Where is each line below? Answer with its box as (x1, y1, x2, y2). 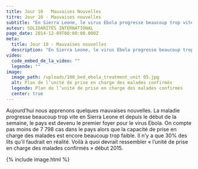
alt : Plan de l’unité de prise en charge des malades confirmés (11, 80, 173, 86)
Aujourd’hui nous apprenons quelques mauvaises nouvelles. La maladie (6, 107, 180, 114)
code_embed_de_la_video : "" (11, 58, 81, 64)
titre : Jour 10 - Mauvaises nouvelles (6, 14, 101, 20)
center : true (11, 91, 44, 97)
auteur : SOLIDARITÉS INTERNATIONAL (6, 25, 94, 31)
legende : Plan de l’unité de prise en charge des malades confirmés (11, 85, 183, 91)
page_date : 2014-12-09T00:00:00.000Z (6, 31, 99, 37)
